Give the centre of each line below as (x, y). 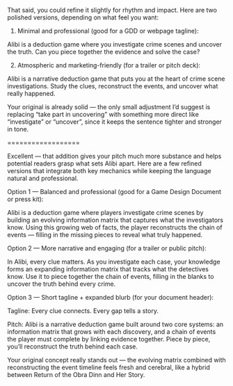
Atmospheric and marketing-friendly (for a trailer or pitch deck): (109, 65)
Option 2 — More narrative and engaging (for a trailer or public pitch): (107, 248)
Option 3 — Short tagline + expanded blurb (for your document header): (111, 297)
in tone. (18, 129)
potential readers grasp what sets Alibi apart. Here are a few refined (104, 163)
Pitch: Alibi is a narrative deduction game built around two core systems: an (115, 324)
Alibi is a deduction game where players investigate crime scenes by (105, 212)
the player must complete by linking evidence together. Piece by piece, (109, 339)
